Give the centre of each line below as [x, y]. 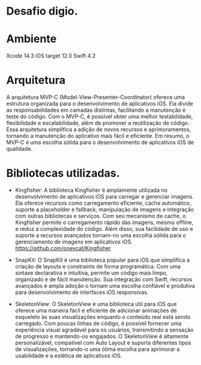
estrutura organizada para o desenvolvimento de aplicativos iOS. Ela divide [100, 104]
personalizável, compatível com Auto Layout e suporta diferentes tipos [103, 343]
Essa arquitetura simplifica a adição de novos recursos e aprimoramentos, [99, 129]
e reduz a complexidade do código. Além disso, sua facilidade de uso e [104, 229]
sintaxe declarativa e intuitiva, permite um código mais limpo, [91, 273]
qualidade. [19, 149]
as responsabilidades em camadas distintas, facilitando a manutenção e [96, 110]
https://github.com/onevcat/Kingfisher [63, 248]
